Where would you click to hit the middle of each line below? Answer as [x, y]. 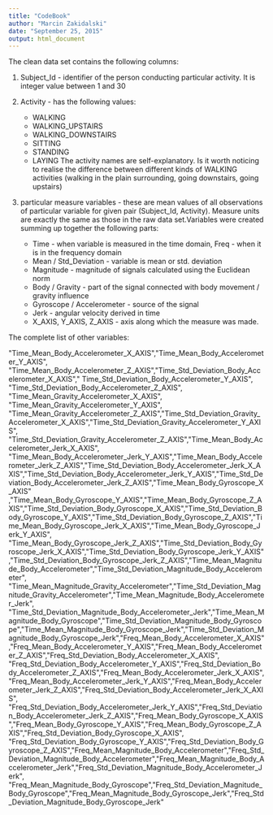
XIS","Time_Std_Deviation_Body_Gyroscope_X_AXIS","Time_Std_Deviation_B [135, 509]
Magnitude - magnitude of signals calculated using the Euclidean [141, 270]
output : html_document [47, 39]
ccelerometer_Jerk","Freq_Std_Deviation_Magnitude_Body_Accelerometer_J [135, 768]
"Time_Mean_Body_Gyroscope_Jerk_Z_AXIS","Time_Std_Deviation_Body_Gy [135, 543]
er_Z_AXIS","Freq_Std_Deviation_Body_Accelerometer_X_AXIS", [114, 656]
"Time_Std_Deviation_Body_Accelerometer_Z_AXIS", [95, 388]
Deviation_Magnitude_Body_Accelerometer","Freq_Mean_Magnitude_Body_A [136, 759]
